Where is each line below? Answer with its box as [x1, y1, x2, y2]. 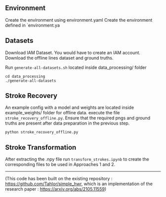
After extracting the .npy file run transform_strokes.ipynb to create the [5, 156, 149, 162]
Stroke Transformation [5, 143, 77, 152]
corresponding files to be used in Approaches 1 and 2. [5, 162, 116, 167]
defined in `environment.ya [5, 22, 60, 28]
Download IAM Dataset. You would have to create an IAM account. [5, 49, 141, 56]
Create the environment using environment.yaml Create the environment [5, 17, 153, 23]
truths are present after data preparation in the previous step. [5, 120, 130, 126]
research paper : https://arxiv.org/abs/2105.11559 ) [5, 186, 107, 192]
